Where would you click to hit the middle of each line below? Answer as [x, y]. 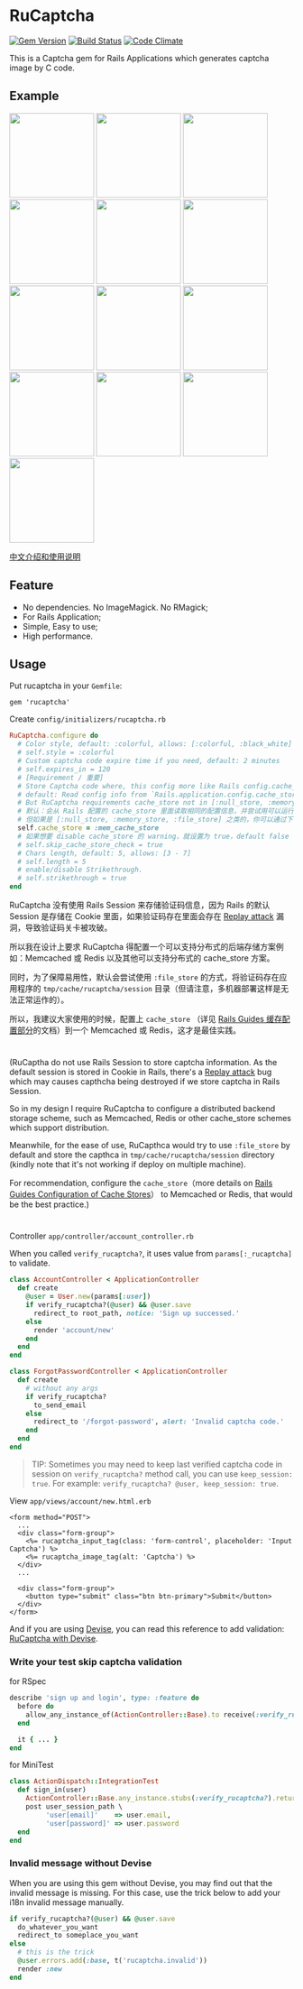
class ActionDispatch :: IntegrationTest [84, 1782]
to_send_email [60, 1405]
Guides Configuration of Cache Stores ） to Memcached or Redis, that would [151, 1194]
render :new [40, 1969]
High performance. [57, 636]
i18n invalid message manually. [67, 1902]
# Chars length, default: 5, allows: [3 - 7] [105, 853]
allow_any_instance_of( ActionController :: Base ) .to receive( [141, 1715]
